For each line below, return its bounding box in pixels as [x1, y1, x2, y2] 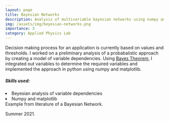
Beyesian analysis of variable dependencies [12, 90, 103, 96]
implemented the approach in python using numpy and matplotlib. [5, 66, 142, 72]
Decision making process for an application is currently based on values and [5, 45, 164, 50]
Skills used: [5, 78, 30, 84]
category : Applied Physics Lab [5, 31, 71, 36]
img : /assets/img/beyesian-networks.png [5, 21, 92, 27]
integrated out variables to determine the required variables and [5, 61, 138, 67]
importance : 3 [5, 26, 35, 31]
